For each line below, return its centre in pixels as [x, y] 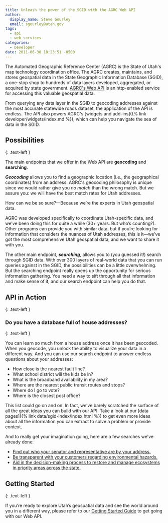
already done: [20, 442]
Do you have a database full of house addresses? [66, 322]
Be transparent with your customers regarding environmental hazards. [85, 457]
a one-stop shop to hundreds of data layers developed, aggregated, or [78, 82]
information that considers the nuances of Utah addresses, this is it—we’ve [83, 234]
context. [14, 427]
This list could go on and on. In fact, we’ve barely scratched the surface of [82, 406]
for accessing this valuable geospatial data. [50, 93]
